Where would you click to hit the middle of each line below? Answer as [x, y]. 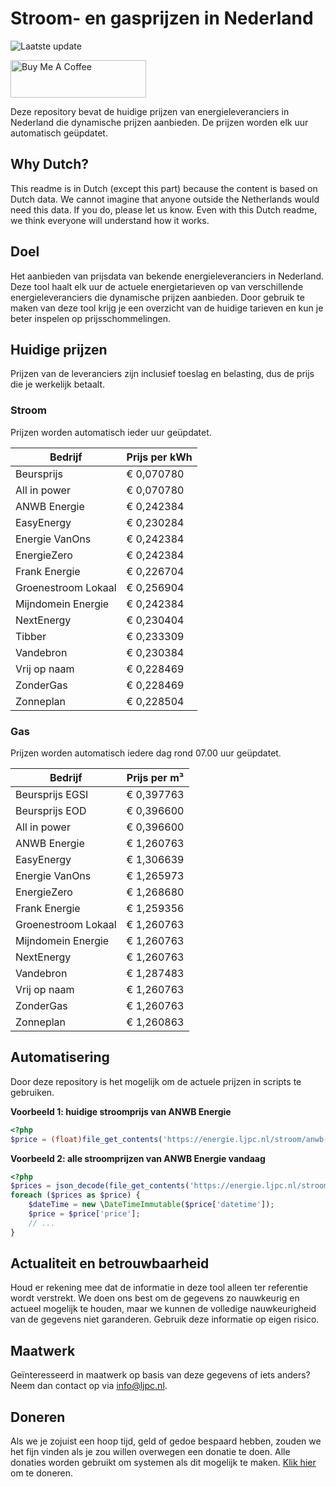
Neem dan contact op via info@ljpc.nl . [89, 1386]
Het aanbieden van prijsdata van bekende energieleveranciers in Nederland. [167, 276]
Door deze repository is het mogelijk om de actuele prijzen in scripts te [156, 1081]
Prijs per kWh [159, 457]
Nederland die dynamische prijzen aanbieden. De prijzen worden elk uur [159, 122]
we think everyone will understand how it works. [110, 220]
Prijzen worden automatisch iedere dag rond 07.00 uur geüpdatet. [146, 753]
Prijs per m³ [155, 777]
